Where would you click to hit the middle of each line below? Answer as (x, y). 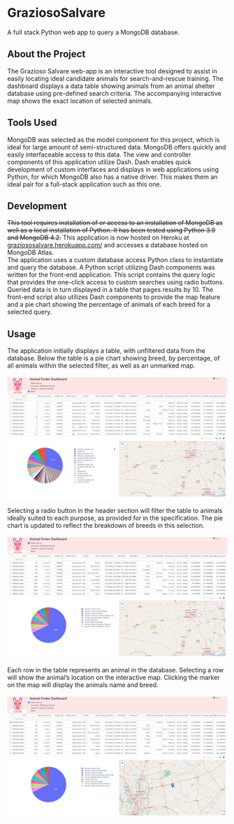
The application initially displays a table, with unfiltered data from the (107, 351)
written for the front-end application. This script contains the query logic (111, 275)
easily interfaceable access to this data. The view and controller (99, 154)
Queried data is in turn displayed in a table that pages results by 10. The (110, 290)
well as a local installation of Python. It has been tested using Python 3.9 (111, 230)
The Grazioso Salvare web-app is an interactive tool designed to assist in (112, 71)
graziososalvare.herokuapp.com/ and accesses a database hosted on (108, 245)
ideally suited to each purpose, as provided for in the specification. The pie (115, 518)
